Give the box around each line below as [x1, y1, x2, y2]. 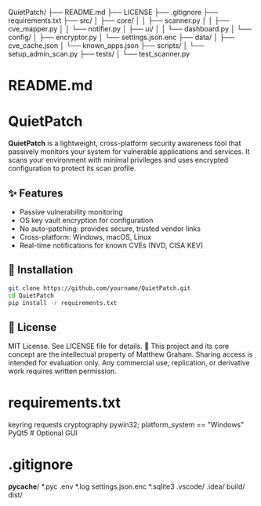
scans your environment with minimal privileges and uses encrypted [8, 156, 229, 165]
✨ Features [8, 186, 63, 200]
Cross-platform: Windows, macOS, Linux [19, 232, 151, 241]
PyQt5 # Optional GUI [8, 428, 78, 438]
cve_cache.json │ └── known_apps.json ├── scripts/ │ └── [8, 41, 205, 50]
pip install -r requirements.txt [8, 299, 118, 306]
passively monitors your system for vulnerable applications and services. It [8, 147, 250, 156]
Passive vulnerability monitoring [19, 207, 123, 216]
